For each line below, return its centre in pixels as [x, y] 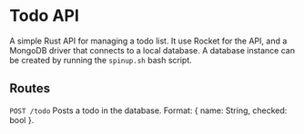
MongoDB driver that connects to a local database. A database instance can [152, 50]
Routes [30, 88]
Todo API [45, 16]
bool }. [22, 120]
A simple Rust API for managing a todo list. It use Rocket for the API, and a [148, 41]
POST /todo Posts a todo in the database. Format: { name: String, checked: [148, 110]
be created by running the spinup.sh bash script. [101, 60]
